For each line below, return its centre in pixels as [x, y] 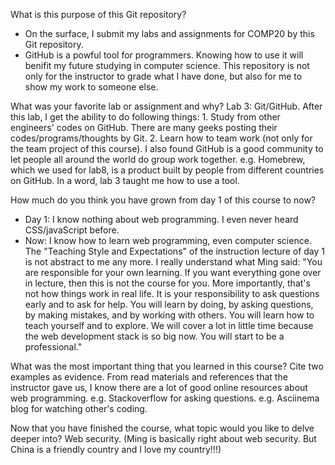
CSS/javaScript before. [72, 230]
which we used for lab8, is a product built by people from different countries [167, 170]
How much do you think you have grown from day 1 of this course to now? [163, 200]
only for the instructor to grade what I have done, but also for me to [163, 76]
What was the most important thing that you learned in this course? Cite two [167, 366]
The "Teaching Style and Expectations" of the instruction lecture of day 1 [175, 251]
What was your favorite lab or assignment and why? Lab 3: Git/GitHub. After [166, 106]
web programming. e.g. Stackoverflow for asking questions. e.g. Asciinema [165, 398]
